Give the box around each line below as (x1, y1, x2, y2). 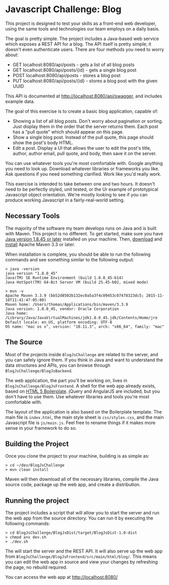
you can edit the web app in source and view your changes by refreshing (5, 559, 158, 565)
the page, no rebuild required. (5, 564, 67, 570)
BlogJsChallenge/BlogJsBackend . (5, 367, 73, 373)
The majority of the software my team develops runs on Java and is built (5, 225, 157, 231)
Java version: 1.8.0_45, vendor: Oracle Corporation (5, 306, 119, 312)
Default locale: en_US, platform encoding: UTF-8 (5, 320, 113, 325)
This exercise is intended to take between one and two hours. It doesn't (5, 181, 155, 187)
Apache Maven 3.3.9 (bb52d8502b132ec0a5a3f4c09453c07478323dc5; (5, 293, 144, 298)
